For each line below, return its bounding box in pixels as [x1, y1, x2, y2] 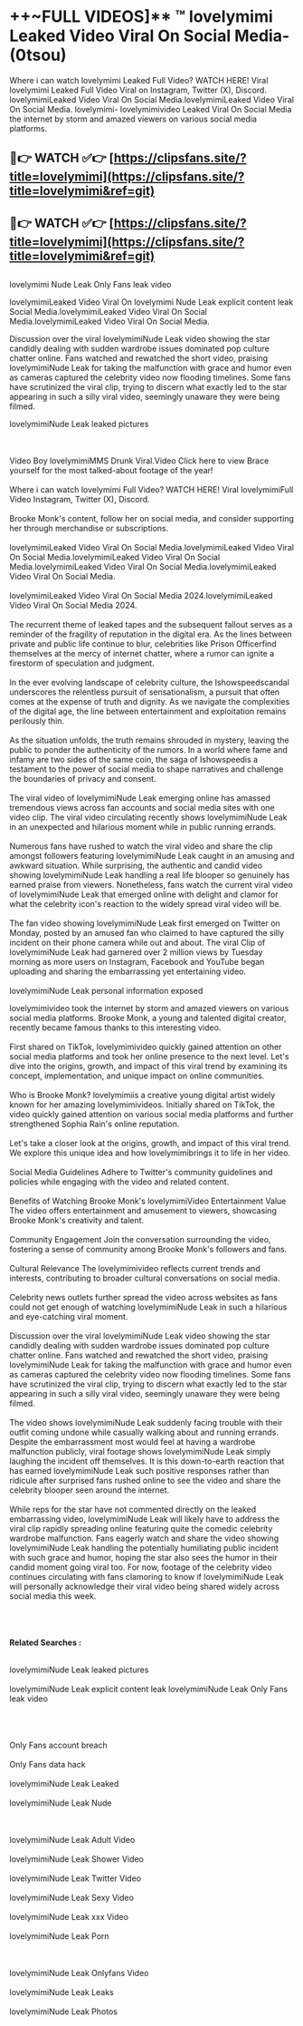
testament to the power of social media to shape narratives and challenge [9, 764, 284, 774]
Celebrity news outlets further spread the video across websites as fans [9, 1292, 278, 1303]
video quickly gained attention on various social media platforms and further [9, 1109, 294, 1120]
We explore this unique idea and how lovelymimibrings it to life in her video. [9, 1147, 291, 1158]
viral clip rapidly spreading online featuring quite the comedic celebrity [9, 1524, 273, 1534]
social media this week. [9, 1591, 97, 1602]
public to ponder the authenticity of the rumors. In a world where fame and [9, 745, 288, 755]
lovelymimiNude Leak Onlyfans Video [9, 1968, 149, 1979]
